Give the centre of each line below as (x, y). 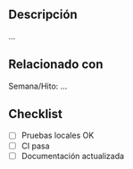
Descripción (43, 15)
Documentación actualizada (73, 156)
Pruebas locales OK (58, 135)
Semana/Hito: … (38, 86)
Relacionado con (56, 65)
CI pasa (35, 146)
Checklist (36, 114)
